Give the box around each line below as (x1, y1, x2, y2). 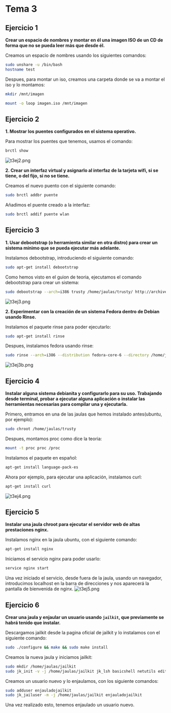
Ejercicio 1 (5, 24, 38, 32)
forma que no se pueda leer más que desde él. (5, 42, 105, 49)
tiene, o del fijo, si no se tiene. (5, 173, 70, 179)
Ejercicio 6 (5, 601, 40, 609)
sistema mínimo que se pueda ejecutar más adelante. (5, 245, 121, 251)
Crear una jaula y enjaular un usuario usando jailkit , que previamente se (5, 614, 164, 620)
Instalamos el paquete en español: (5, 454, 77, 461)
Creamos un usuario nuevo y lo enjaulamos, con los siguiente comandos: (5, 678, 159, 684)
